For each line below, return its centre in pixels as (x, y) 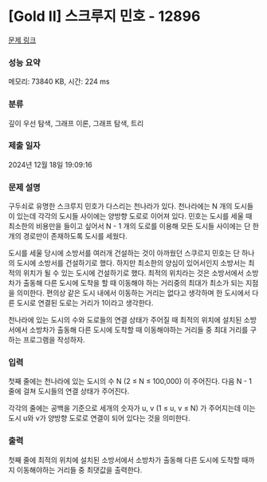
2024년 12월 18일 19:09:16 (51, 164)
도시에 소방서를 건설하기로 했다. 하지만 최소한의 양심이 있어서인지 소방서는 (132, 263)
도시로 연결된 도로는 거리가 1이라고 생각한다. (85, 303)
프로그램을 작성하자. (54, 340)
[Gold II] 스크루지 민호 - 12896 (104, 16)
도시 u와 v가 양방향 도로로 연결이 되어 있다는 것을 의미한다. (99, 418)
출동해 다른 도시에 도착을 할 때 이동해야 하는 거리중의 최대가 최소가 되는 (133, 283)
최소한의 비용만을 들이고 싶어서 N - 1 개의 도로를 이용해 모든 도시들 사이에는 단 (130, 226)
